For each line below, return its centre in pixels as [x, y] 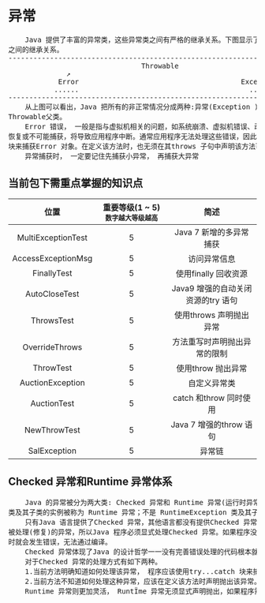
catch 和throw [199, 398]
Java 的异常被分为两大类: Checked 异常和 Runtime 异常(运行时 [136, 502]
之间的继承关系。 [36, 49]
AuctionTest [52, 403]
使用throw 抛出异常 [212, 368]
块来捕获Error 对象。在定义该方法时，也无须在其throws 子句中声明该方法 [132, 146]
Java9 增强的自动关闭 [212, 288]
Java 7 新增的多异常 [212, 232]
